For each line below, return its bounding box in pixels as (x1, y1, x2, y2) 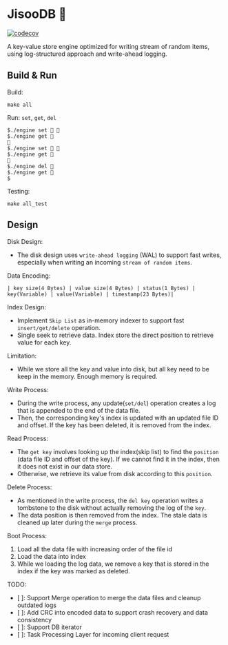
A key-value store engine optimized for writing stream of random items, (7, 42, 210, 50)
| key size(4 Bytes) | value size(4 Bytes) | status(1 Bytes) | (7, 285, 196, 291)
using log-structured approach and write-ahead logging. (7, 50, 167, 58)
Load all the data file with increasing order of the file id (17, 544, 173, 553)
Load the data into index (17, 552, 86, 560)
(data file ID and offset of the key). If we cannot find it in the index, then (17, 455, 220, 463)
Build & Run (7, 70, 57, 81)
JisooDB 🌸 (7, 6, 67, 22)
